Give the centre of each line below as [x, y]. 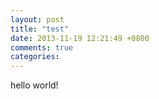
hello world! [34, 85]
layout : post [37, 19]
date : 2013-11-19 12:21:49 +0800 [80, 38]
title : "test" [40, 29]
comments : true [42, 47]
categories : [35, 57]
